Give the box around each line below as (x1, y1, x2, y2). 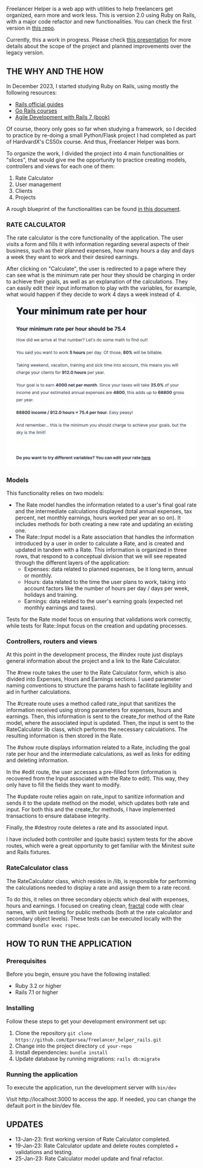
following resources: (6, 89, 57, 96)
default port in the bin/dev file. (6, 1101, 82, 1109)
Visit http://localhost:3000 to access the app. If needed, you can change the (6, 1095, 196, 1103)
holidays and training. (24, 591, 78, 599)
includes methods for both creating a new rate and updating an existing (14, 521, 193, 528)
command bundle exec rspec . (6, 921, 80, 929)
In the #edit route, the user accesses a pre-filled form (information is (6, 768, 177, 776)
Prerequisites (6, 956, 47, 965)
